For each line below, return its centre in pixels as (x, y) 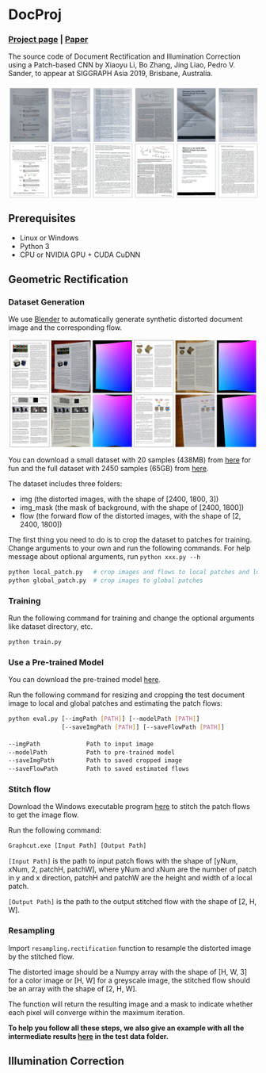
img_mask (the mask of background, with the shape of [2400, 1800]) (132, 507)
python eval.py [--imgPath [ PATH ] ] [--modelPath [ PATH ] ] (104, 719)
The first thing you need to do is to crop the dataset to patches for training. (130, 539)
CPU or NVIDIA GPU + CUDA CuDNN (80, 255)
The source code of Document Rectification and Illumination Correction (125, 56)
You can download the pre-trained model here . (84, 680)
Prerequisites (42, 218)
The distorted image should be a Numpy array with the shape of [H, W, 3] (128, 971)
